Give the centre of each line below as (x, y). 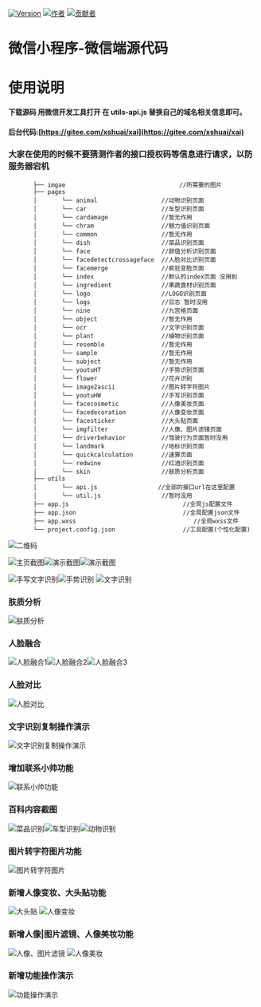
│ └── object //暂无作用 (113, 319)
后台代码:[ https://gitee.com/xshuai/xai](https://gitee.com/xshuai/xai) (126, 132)
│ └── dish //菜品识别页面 (119, 243)
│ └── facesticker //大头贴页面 (116, 421)
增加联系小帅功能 (41, 768)
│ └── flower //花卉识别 (113, 378)
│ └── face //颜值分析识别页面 (125, 251)
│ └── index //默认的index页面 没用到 (135, 276)
